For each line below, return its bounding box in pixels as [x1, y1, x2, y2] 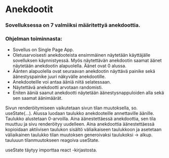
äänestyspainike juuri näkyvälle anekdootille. [12, 73, 106, 80]
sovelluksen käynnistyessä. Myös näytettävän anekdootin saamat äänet [12, 57, 162, 64]
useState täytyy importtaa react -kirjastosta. [5, 147, 97, 153]
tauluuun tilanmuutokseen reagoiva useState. [5, 137, 100, 143]
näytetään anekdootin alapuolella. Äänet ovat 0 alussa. [12, 63, 126, 69]
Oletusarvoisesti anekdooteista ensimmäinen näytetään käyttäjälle [12, 52, 151, 58]
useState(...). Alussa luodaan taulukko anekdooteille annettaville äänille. [5, 110, 154, 116]
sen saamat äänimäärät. [12, 95, 63, 101]
